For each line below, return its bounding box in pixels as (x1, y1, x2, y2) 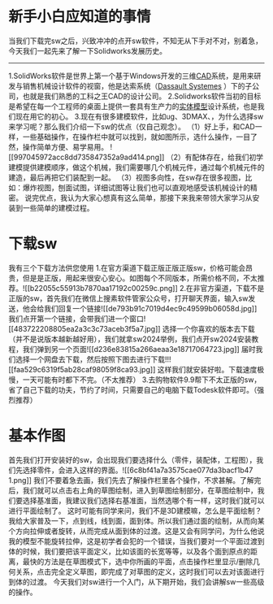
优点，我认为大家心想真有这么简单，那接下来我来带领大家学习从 (38, 193, 253, 202)
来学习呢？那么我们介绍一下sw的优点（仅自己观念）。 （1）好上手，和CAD (8, 121, 256, 131)
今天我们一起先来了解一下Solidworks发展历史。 (8, 46, 167, 55)
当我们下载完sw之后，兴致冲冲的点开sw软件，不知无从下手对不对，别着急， (8, 36, 262, 46)
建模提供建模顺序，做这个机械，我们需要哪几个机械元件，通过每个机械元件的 (8, 162, 265, 172)
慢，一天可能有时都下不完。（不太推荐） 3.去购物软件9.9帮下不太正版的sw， (8, 375, 262, 385)
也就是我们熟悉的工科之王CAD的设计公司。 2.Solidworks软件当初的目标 (22, 91, 262, 101)
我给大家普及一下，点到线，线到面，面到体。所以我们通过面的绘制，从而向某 (8, 515, 265, 525)
